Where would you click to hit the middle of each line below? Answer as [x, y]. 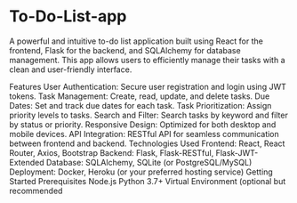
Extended [27, 162]
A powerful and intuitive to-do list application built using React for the [136, 41]
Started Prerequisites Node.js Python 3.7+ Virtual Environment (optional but [148, 181]
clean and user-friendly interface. [71, 69]
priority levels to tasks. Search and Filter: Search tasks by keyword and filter [149, 115]
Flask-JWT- [237, 152]
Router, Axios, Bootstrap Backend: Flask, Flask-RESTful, [112, 152]
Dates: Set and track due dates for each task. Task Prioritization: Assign [140, 105]
